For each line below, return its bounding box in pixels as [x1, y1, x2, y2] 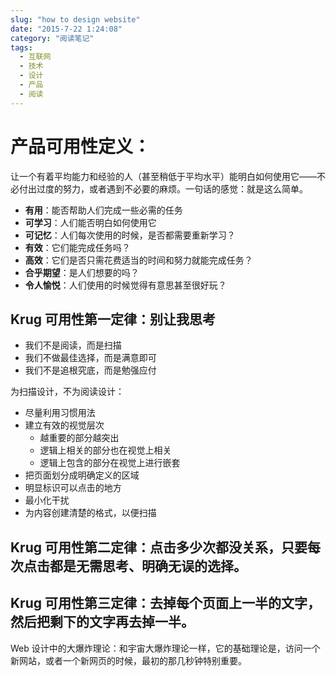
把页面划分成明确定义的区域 [24, 469, 140, 481]
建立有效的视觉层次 [24, 419, 105, 431]
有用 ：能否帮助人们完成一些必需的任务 [24, 204, 183, 216]
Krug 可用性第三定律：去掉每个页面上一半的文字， [10, 595, 321, 612]
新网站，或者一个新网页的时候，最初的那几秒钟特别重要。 [10, 654, 247, 666]
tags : [10, 42, 33, 53]
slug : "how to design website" [10, 14, 141, 25]
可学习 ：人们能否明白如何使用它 [24, 216, 157, 228]
